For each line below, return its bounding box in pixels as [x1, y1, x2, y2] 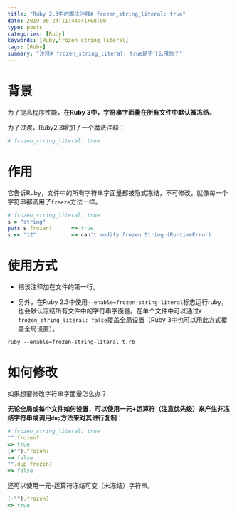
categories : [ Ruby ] [7, 30, 65, 38]
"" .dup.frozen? [7, 461, 53, 468]
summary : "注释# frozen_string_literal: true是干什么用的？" [7, 51, 183, 58]
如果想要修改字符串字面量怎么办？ [7, 390, 107, 397]
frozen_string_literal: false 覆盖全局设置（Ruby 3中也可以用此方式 [17, 316, 222, 324]
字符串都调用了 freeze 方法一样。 [7, 197, 102, 206]
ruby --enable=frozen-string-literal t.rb [7, 339, 135, 346]
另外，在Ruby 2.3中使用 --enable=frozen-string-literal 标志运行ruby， [17, 298, 228, 306]
